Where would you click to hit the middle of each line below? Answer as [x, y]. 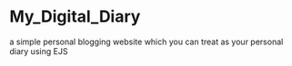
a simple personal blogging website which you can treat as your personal [146, 42]
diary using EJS [39, 51]
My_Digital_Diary [75, 17]
